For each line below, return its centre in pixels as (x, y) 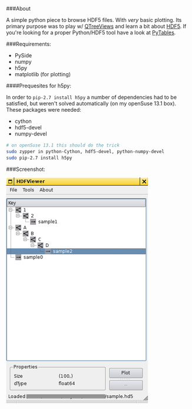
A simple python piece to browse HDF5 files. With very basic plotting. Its (94, 20)
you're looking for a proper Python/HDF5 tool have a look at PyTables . (91, 33)
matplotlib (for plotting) (43, 74)
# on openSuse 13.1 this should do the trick (63, 145)
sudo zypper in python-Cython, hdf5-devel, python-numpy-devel (85, 151)
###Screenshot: (26, 169)
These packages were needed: (44, 110)
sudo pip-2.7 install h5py (39, 158)
